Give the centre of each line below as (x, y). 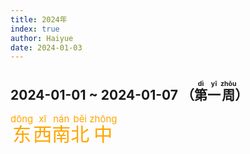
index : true (35, 29)
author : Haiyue (42, 38)
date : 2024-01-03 (46, 47)
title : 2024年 (39, 19)
